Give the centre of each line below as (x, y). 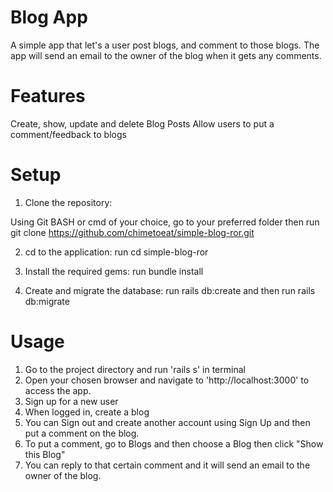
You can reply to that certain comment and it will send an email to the (167, 465)
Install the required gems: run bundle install (114, 271)
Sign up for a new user (71, 401)
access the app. (58, 390)
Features (48, 96)
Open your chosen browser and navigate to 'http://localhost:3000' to (167, 380)
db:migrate (47, 301)
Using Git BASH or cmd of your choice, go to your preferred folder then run (165, 222)
